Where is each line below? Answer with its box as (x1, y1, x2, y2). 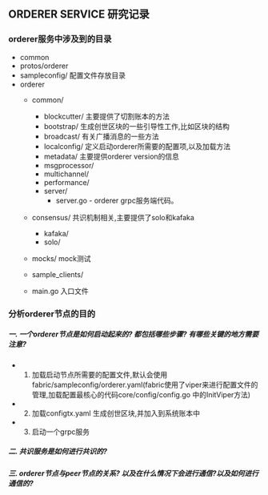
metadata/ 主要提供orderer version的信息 (43, 151, 180, 161)
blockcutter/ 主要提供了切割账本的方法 (43, 111, 170, 121)
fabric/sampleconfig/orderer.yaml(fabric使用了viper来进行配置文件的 (31, 380, 258, 389)
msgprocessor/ (43, 160, 94, 170)
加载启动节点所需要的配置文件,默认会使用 (31, 369, 168, 379)
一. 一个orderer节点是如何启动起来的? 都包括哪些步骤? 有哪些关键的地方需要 (8, 329, 259, 339)
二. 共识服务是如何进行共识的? (8, 447, 108, 457)
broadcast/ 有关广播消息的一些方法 (43, 131, 159, 141)
